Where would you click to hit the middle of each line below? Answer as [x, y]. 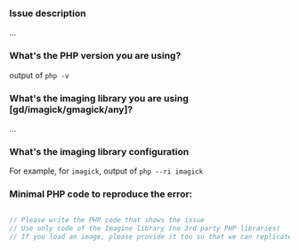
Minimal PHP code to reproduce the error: [101, 194]
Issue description [48, 13]
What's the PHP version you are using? [95, 56]
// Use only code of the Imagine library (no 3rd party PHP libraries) [145, 229]
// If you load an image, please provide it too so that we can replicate [151, 237]
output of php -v [39, 75]
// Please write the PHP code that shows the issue [107, 221]
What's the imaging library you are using [99, 98]
